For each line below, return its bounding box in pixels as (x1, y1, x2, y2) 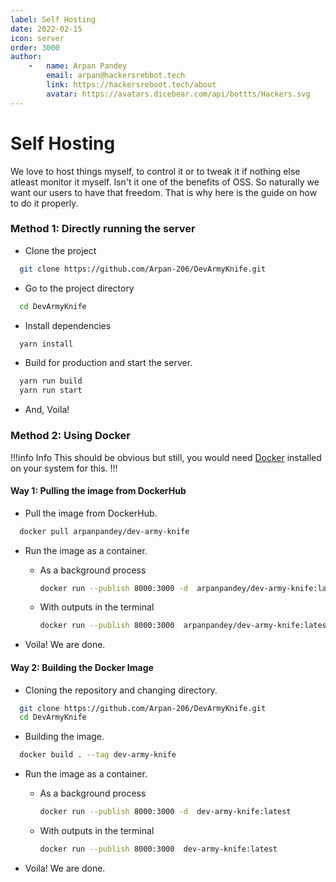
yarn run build (19, 376, 83, 386)
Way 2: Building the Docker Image (10, 661, 154, 673)
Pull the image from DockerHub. (24, 507, 158, 519)
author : (10, 52, 43, 62)
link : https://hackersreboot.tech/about (46, 80, 217, 90)
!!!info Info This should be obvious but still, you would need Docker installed (10, 451, 322, 463)
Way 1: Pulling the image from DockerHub (10, 485, 187, 497)
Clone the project (24, 244, 97, 256)
